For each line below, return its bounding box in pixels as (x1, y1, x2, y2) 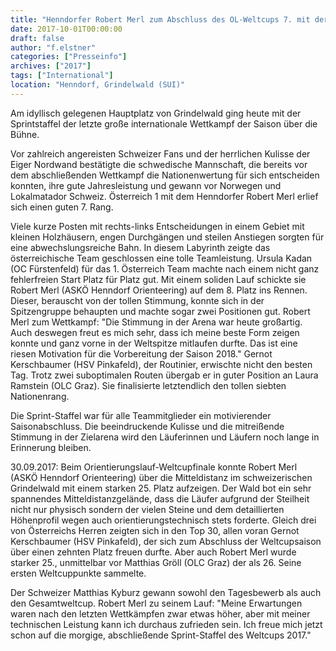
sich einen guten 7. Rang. (10, 201, 114, 213)
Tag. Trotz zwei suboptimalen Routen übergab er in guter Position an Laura (10, 369, 319, 381)
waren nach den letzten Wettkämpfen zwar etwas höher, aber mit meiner (10, 607, 311, 620)
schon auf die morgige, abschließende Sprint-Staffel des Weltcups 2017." (10, 629, 312, 641)
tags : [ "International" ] (10, 71, 114, 81)
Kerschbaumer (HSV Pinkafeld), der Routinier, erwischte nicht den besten (10, 358, 313, 370)
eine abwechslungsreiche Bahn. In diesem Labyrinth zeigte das (10, 241, 271, 253)
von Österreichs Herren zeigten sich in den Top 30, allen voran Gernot (10, 524, 300, 536)
